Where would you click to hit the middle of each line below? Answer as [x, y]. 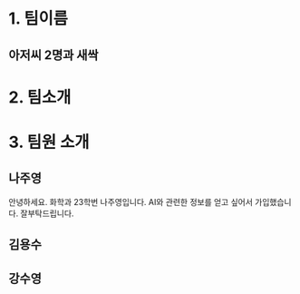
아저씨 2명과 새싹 [53, 55]
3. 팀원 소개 [49, 142]
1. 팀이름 [39, 19]
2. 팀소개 [40, 97]
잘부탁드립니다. [47, 213]
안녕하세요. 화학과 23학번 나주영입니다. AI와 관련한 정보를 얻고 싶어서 [131, 201]
